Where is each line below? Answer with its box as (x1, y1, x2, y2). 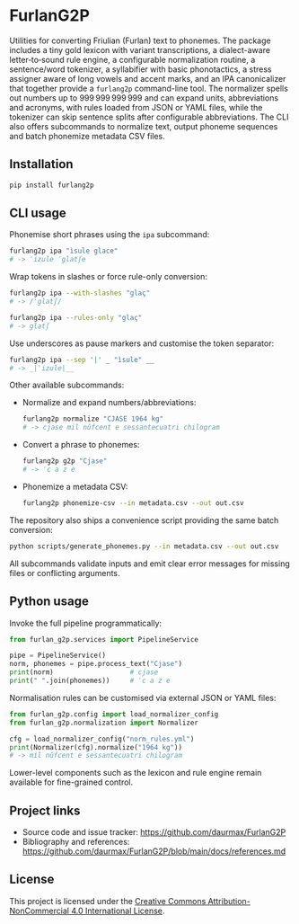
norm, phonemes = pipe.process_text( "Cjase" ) (9, 660, 182, 669)
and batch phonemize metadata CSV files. (9, 130, 165, 141)
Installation (9, 156, 74, 172)
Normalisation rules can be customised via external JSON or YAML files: (9, 692, 277, 703)
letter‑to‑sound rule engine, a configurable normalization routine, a (9, 54, 256, 65)
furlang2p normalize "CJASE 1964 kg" (22, 414, 164, 423)
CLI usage (9, 206, 67, 221)
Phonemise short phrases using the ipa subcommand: (9, 229, 210, 240)
